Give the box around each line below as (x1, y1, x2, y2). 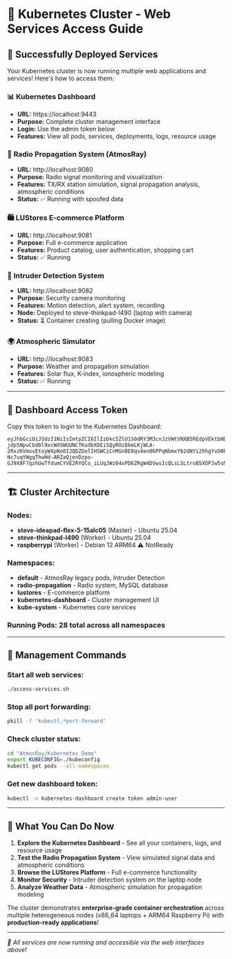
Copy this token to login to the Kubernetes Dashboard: (7, 422, 162, 431)
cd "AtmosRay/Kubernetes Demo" (7, 750, 97, 757)
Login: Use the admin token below (17, 125, 115, 134)
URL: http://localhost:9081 (17, 231, 92, 239)
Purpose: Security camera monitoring (17, 294, 126, 302)
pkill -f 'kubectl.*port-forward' (7, 718, 107, 725)
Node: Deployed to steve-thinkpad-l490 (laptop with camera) (17, 309, 193, 317)
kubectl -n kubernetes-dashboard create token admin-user (7, 795, 177, 802)
